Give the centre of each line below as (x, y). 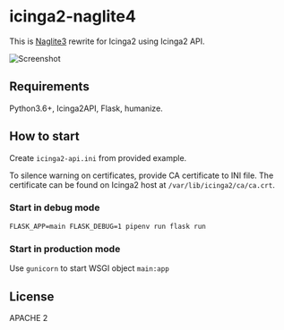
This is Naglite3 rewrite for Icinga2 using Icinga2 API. (107, 41)
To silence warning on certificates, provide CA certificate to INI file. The (142, 175)
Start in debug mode (55, 207)
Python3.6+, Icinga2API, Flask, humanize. (86, 108)
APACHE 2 (29, 317)
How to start (44, 136)
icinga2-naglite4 (73, 17)
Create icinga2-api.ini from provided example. (98, 157)
